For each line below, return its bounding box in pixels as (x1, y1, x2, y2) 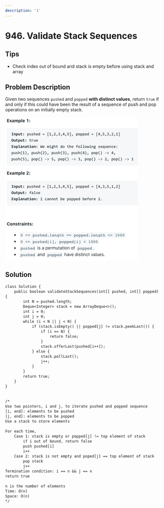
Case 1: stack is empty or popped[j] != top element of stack (14, 434, 146, 439)
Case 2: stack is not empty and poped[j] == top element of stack (14, 454, 155, 459)
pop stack (23, 459, 43, 464)
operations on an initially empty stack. (5, 107, 83, 113)
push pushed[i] (23, 444, 55, 449)
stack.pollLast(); (40, 354, 79, 359)
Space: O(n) (5, 494, 30, 499)
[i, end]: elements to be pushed (5, 409, 75, 414)
